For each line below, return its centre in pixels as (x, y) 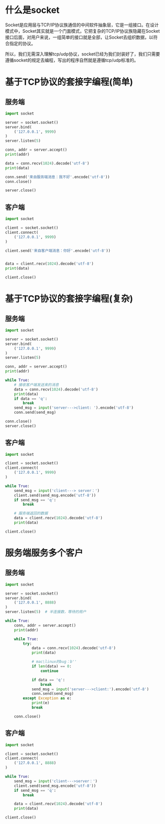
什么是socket (32, 10)
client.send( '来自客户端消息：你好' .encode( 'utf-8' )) (58, 251)
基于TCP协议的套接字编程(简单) (69, 82)
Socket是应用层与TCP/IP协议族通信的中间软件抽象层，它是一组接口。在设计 (82, 25)
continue (49, 671)
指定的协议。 (22, 43)
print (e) (41, 703)
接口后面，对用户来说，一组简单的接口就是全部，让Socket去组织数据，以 (79, 37)
